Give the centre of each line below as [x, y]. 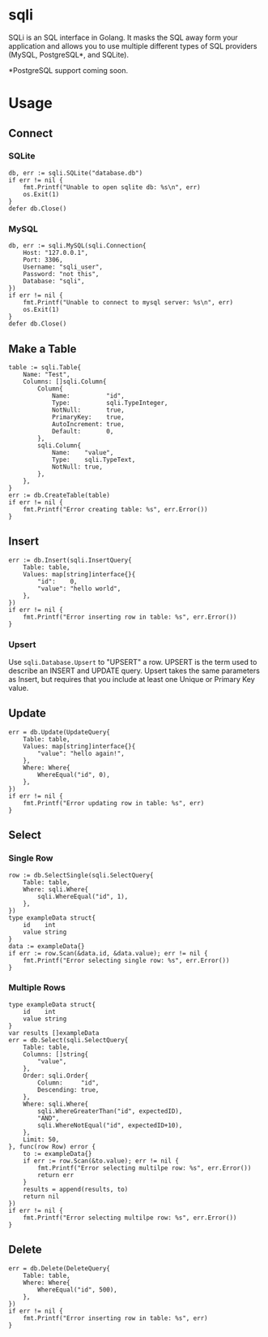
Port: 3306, [43, 260]
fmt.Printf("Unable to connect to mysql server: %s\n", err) [128, 303]
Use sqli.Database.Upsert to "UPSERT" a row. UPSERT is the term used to [133, 662]
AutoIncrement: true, [88, 424]
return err [56, 1175]
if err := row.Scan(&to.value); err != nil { [101, 1161]
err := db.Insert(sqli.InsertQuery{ [70, 560]
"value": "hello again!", [81, 753]
